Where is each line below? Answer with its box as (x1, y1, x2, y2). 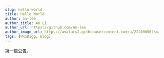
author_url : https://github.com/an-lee (5, 25, 86, 30)
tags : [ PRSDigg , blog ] (5, 34, 51, 39)
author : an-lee (5, 16, 36, 21)
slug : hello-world (5, 7, 42, 12)
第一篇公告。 (5, 48, 31, 54)
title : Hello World (5, 12, 45, 16)
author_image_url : (5, 29, 42, 34)
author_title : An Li (5, 20, 47, 26)
